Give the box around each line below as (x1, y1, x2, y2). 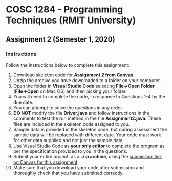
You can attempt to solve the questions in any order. (13, 104, 123, 111)
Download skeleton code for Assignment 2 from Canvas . (13, 72, 135, 78)
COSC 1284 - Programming (6, 4, 123, 15)
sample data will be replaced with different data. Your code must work (13, 132, 161, 138)
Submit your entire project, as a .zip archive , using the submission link (13, 153, 162, 159)
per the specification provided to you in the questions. (13, 148, 127, 154)
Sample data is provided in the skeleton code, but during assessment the (13, 126, 167, 132)
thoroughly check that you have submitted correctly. (13, 170, 124, 176)
